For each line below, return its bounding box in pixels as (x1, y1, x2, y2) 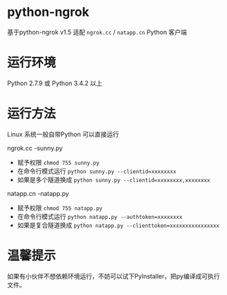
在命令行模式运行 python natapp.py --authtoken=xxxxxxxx (17, 212, 183, 220)
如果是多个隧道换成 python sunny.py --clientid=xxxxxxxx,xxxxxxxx (17, 175, 210, 184)
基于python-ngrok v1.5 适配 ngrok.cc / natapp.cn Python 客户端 (7, 28, 187, 36)
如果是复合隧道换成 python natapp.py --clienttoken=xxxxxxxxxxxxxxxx (17, 221, 220, 229)
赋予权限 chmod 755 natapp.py (17, 204, 102, 212)
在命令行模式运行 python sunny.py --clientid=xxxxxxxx (17, 167, 176, 175)
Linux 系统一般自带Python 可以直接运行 (7, 129, 119, 138)
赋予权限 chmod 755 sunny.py (17, 158, 100, 166)
